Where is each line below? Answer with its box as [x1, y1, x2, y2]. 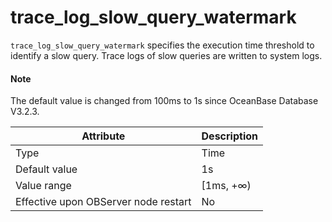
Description [201, 129, 258, 143]
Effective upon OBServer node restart [15, 195, 192, 209]
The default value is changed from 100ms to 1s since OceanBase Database [10, 95, 319, 107]
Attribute [81, 129, 126, 143]
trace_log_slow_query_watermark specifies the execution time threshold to [10, 39, 315, 51]
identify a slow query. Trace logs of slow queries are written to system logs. [10, 49, 323, 61]
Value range [15, 179, 72, 193]
